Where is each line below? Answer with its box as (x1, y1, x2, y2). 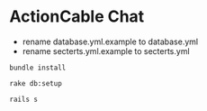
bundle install (9, 63, 67, 72)
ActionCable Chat (9, 6, 145, 27)
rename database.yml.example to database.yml (22, 36, 199, 47)
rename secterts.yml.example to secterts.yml (22, 45, 191, 56)
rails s (9, 95, 39, 104)
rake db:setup (9, 79, 63, 88)
